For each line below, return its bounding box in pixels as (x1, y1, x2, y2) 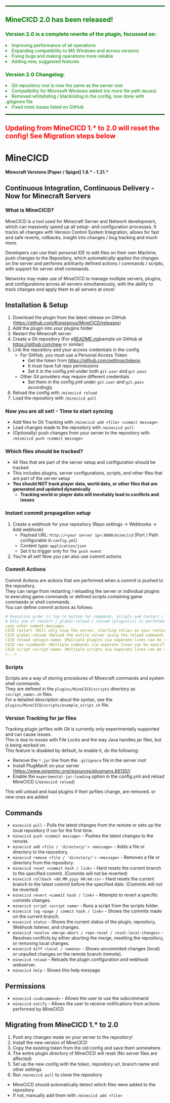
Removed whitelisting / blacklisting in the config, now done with (12, 93, 144, 99)
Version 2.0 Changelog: (5, 71, 65, 78)
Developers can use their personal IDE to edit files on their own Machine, (5, 249, 157, 255)
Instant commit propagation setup (5, 509, 91, 516)
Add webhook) (12, 526, 44, 533)
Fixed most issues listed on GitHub (12, 104, 84, 110)
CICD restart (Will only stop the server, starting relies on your (5, 628, 151, 633)
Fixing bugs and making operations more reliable (12, 53, 113, 59)
